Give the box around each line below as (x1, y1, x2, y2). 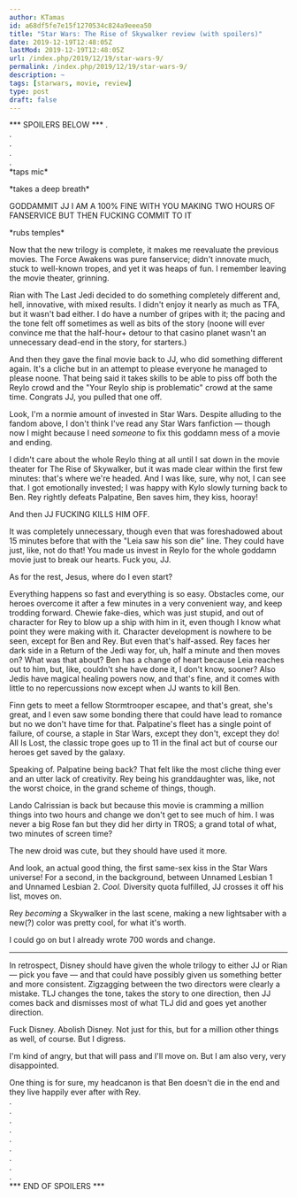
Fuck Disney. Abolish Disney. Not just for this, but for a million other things (9, 1024, 279, 1035)
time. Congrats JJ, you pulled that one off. (9, 391, 163, 403)
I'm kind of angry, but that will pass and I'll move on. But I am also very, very (9, 1051, 286, 1062)
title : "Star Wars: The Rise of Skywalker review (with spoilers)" (9, 29, 263, 38)
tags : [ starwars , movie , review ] (9, 79, 133, 88)
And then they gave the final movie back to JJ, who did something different (9, 354, 283, 365)
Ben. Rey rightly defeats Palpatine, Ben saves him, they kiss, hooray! (9, 492, 258, 503)
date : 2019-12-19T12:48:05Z (9, 37, 113, 47)
